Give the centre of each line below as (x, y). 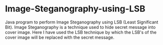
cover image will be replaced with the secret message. (60, 37)
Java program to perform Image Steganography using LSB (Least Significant (82, 22)
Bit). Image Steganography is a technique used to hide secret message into (80, 27)
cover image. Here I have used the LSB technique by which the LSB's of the (81, 32)
